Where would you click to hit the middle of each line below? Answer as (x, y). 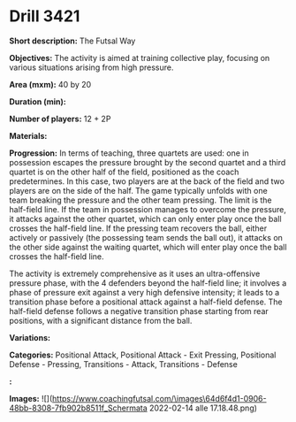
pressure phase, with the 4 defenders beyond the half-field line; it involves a (148, 283)
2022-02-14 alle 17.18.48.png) (203, 408)
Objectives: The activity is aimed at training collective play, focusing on (140, 58)
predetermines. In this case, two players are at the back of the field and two (147, 181)
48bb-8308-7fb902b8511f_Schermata (78, 408)
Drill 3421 (45, 16)
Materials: (28, 135)
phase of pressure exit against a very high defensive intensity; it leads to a (144, 292)
